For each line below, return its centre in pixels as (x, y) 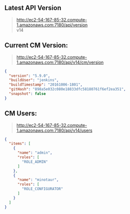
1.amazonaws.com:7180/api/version (52, 25)
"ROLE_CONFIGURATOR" (43, 189)
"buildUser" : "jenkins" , (34, 80)
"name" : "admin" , (35, 153)
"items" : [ (20, 144)
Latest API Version (33, 8)
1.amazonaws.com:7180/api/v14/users (54, 130)
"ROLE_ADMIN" (35, 162)
